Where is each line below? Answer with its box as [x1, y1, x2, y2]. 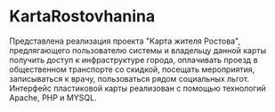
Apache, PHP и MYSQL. [9, 92, 97, 103]
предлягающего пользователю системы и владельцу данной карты [9, 44, 267, 55]
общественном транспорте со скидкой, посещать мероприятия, [9, 64, 255, 75]
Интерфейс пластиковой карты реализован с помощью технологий [9, 83, 267, 93]
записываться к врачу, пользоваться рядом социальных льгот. [9, 73, 250, 84]
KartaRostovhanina [9, 6, 156, 27]
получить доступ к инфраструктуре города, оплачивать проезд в [9, 54, 258, 65]
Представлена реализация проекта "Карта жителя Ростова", [9, 36, 241, 46]
